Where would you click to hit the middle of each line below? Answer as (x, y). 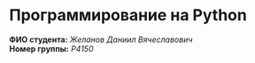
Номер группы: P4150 (51, 48)
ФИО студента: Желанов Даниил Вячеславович (101, 39)
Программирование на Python (128, 15)
